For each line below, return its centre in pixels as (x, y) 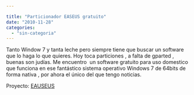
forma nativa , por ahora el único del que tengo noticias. (74, 74)
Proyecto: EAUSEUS (30, 86)
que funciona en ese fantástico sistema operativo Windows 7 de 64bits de (96, 69)
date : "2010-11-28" (30, 22)
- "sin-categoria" (34, 33)
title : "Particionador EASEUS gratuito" (56, 16)
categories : (21, 28)
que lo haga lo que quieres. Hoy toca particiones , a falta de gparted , (90, 56)
